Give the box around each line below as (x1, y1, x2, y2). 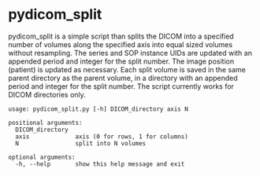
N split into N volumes (15, 139, 147, 147)
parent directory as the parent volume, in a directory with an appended (8, 73, 238, 82)
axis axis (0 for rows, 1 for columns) (15, 132, 189, 141)
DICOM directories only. (8, 90, 87, 99)
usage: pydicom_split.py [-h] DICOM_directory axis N (8, 104, 189, 113)
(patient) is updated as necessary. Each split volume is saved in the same (8, 64, 246, 74)
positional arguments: (8, 119, 83, 126)
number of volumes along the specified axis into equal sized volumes (8, 39, 233, 49)
